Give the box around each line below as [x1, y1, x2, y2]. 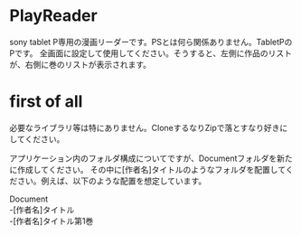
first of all [9, 91, 83, 112]
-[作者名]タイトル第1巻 [9, 215, 94, 226]
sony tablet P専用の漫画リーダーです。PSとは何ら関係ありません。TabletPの [9, 36, 293, 47]
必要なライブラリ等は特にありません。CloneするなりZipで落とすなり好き [9, 122, 280, 133]
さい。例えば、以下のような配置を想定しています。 [16, 175, 207, 186]
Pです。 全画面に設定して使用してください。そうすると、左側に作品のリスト [9, 47, 292, 59]
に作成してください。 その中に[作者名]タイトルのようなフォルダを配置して [9, 164, 287, 174]
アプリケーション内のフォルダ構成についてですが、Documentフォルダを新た [9, 153, 294, 164]
